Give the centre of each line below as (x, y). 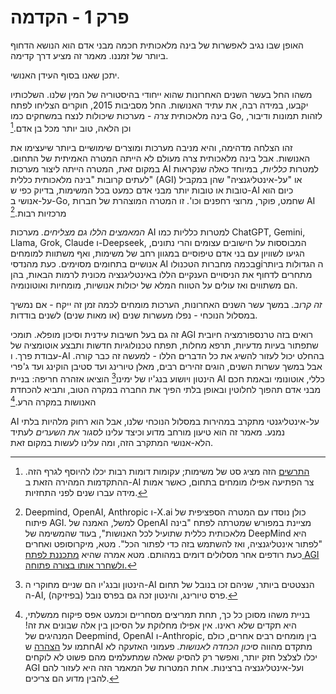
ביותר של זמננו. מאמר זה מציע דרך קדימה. (89, 55)
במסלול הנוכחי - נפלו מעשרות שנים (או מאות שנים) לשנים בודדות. (134, 315)
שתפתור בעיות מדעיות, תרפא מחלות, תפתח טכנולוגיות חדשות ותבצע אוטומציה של (164, 345)
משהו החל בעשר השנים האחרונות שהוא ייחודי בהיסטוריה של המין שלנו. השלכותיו (161, 94)
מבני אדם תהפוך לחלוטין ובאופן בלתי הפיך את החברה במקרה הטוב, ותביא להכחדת (166, 389)
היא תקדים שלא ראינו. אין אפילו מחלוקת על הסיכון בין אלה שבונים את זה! (160, 625)
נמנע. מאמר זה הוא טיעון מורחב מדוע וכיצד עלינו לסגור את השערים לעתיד (148, 432)
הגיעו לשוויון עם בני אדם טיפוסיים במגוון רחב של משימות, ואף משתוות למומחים (157, 253)
